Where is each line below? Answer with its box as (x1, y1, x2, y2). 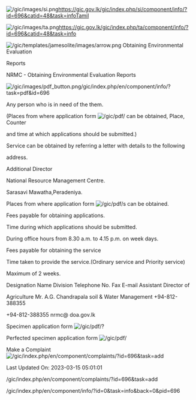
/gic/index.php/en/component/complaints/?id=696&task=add (6, 375, 158, 383)
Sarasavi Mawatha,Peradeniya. (6, 189, 83, 196)
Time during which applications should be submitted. (6, 224, 137, 230)
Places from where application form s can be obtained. (6, 200, 169, 207)
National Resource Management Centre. (6, 177, 105, 184)
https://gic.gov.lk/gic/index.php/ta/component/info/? (59, 24, 189, 31)
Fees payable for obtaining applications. (6, 212, 105, 219)
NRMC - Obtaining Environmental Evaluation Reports (6, 71, 136, 78)
